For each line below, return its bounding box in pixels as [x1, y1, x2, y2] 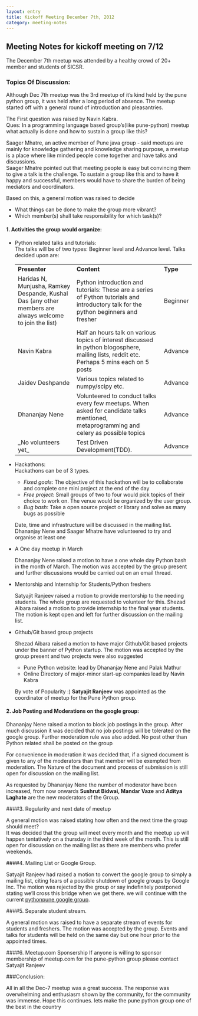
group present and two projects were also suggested [14, 653, 144, 660]
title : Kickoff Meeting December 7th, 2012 [6, 14, 115, 20]
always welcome [17, 311, 64, 319]
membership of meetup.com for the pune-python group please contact [6, 955, 179, 962]
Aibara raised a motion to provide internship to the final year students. [14, 604, 185, 611]
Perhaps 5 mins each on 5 [76, 358, 149, 366]
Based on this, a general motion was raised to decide [6, 195, 135, 202]
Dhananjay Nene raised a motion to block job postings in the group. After [6, 720, 183, 727]
